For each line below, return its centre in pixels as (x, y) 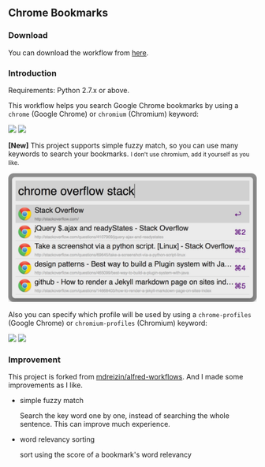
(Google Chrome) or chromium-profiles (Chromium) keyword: (108, 323)
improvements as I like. (45, 385)
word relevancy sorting (57, 439)
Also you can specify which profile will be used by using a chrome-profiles (130, 314)
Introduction (32, 73)
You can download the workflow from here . (78, 52)
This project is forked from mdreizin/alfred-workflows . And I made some (126, 377)
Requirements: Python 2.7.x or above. (69, 90)
